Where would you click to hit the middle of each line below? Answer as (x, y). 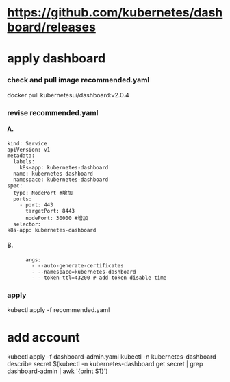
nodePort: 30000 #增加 (56, 218)
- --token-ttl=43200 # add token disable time (99, 278)
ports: (23, 199)
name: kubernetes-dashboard (53, 174)
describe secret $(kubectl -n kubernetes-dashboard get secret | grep (105, 364)
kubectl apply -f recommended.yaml (59, 310)
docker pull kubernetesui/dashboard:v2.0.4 (68, 95)
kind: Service (27, 143)
